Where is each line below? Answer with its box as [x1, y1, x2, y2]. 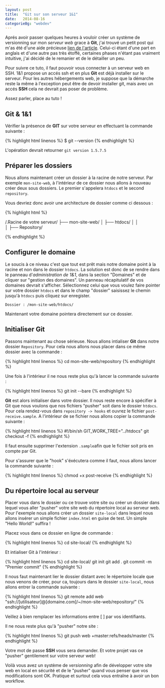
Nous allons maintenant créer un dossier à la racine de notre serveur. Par [5, 175, 154, 181]
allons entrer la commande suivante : [5, 584, 80, 590]
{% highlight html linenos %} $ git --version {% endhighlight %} [5, 138, 134, 144]
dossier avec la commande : [5, 349, 63, 355]
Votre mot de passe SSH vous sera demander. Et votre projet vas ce [5, 648, 143, 653]
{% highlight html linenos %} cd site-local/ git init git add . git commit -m [5, 559, 152, 565]
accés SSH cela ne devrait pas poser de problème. [5, 86, 108, 92]
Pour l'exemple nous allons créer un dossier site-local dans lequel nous [5, 510, 154, 516]
